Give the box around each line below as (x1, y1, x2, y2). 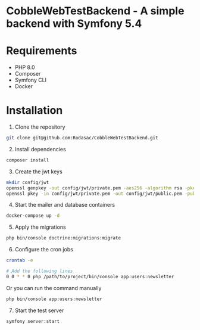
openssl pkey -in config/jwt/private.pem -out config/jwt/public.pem (6, 191, 183, 197)
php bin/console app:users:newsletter (6, 296, 102, 302)
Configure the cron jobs (14, 246, 73, 253)
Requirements (6, 44, 77, 58)
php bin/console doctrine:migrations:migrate (6, 235, 121, 241)
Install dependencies (14, 145, 67, 152)
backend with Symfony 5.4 (6, 17, 142, 30)
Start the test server (14, 307, 64, 314)
